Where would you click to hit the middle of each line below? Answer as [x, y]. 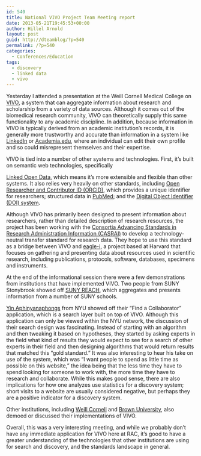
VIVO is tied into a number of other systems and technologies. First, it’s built [100, 159]
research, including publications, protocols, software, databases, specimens [100, 259]
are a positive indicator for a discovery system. [64, 398]
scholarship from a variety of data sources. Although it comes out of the [95, 109]
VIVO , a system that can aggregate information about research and [89, 102]
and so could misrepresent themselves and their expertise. [79, 148]
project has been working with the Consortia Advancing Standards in [91, 227]
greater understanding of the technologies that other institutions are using [97, 440]
